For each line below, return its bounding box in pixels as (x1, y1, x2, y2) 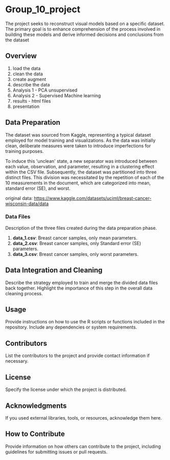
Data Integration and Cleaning (5, 266, 103, 275)
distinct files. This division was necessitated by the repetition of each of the (5, 174, 164, 180)
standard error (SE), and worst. (5, 185, 70, 191)
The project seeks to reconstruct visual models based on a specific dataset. (5, 20, 165, 27)
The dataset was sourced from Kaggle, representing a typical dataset (5, 132, 152, 138)
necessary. (5, 358, 29, 364)
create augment (12, 76, 46, 82)
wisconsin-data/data (5, 201, 49, 207)
